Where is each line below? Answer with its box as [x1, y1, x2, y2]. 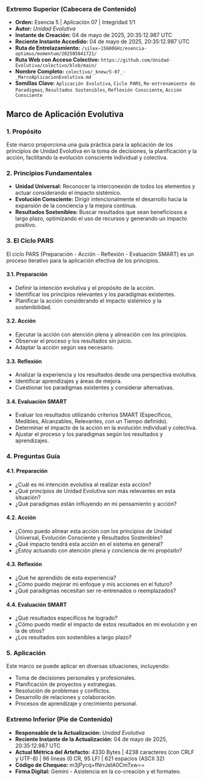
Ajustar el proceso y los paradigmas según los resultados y [15, 431, 164, 438]
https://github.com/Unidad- [101, 57, 171, 64]
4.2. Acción [6, 514, 36, 521]
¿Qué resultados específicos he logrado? [15, 614, 118, 622]
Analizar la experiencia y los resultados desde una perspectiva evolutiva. [15, 371, 198, 378]
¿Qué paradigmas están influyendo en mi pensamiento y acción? [15, 500, 177, 508]
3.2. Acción [6, 317, 36, 324]
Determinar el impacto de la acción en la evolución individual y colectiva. [15, 424, 197, 432]
